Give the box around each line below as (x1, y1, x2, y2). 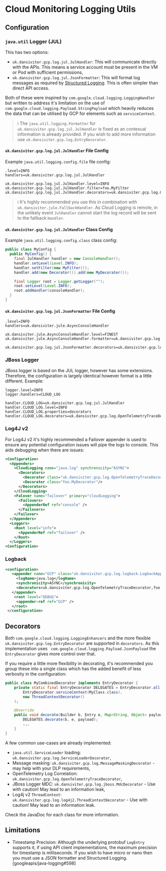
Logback (5, 556, 27, 563)
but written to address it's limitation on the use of (5, 100, 105, 106)
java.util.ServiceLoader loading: (12, 749, 82, 755)
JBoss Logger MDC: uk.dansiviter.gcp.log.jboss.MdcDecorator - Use (12, 781, 156, 787)
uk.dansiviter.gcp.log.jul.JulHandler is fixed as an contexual (17, 126, 147, 132)
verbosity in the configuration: (5, 671, 67, 677)
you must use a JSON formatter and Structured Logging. (12, 855, 127, 861)
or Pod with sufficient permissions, (12, 69, 83, 75)
